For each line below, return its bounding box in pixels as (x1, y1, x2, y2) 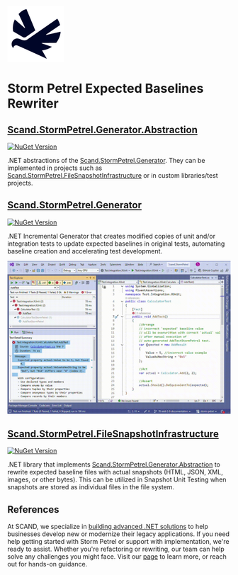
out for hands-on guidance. (7, 559, 88, 568)
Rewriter (7, 96, 59, 112)
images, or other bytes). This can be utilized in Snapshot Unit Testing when (7, 475, 227, 484)
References (7, 503, 59, 516)
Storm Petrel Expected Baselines (7, 81, 204, 97)
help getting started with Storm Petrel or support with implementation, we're (7, 537, 229, 545)
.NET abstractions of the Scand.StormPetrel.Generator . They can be (7, 156, 205, 164)
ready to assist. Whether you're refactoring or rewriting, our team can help (7, 545, 225, 553)
